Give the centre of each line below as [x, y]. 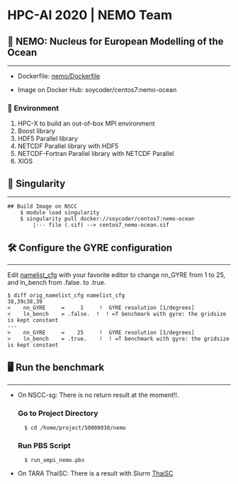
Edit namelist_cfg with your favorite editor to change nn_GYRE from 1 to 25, [117, 275]
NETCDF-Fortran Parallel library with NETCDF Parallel [96, 154]
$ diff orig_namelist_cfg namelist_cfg [66, 295]
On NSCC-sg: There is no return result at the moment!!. [98, 395]
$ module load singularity [60, 213]
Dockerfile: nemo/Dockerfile [59, 76]
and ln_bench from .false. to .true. [57, 282]
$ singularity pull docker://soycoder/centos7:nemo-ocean [107, 219]
